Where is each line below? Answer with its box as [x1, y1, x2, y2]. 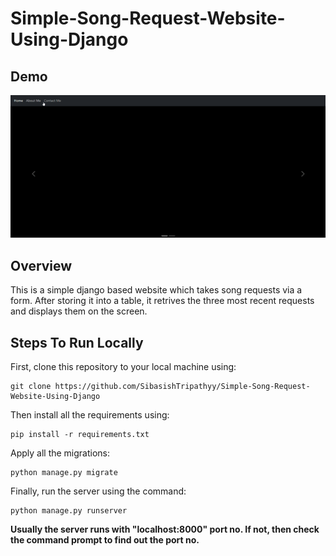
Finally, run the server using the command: [10, 485, 187, 497]
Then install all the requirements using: [10, 409, 170, 421]
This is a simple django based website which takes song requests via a [10, 284, 303, 296]
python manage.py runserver [10, 506, 128, 516]
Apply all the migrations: [10, 447, 111, 459]
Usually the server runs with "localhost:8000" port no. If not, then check [10, 523, 320, 535]
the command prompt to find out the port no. [10, 534, 200, 546]
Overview [10, 257, 73, 274]
